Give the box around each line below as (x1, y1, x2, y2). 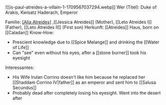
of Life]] (12, 45, 29, 50)
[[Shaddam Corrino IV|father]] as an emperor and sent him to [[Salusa (12, 79, 156, 85)
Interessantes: (5, 64, 34, 70)
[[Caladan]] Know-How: (5, 30, 54, 35)
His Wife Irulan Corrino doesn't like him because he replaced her (12, 74, 146, 80)
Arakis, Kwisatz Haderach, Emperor (5, 9, 78, 15)
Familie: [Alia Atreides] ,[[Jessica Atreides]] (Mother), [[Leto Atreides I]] (5, 19, 152, 25)
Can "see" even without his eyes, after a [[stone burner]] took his (12, 50, 147, 55)
